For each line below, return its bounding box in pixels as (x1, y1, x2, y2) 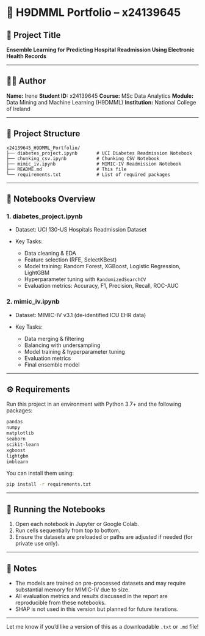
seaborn (6, 436, 26, 442)
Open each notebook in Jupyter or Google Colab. (15, 521, 139, 528)
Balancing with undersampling (24, 342, 101, 349)
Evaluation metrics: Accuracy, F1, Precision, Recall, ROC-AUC (24, 282, 179, 290)
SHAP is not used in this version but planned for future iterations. (15, 605, 179, 613)
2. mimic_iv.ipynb (6, 298, 60, 306)
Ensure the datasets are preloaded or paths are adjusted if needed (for (15, 533, 193, 541)
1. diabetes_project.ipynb (6, 212, 83, 221)
